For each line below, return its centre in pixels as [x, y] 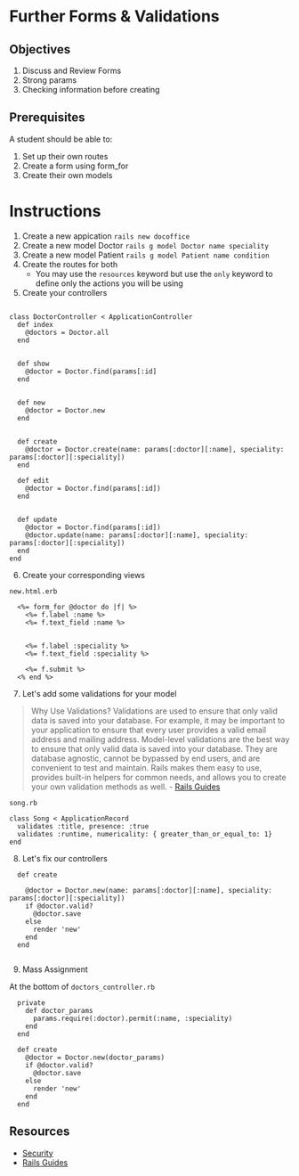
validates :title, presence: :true [83, 826]
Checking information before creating [91, 90]
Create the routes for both [70, 264]
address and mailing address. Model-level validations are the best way [160, 739]
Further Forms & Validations [114, 16]
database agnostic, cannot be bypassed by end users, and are [145, 758]
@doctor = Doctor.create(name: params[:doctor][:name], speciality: [155, 449]
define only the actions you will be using [109, 283]
